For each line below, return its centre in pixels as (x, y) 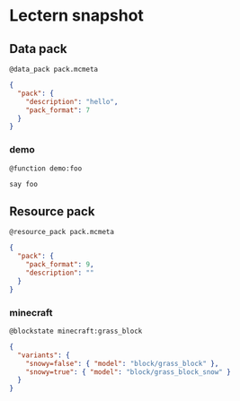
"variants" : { (44, 355)
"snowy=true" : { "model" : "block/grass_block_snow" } (128, 372)
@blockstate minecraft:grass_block (76, 331)
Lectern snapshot (76, 16)
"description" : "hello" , (72, 101)
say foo (24, 184)
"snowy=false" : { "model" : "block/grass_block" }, (122, 363)
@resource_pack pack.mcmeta (62, 232)
